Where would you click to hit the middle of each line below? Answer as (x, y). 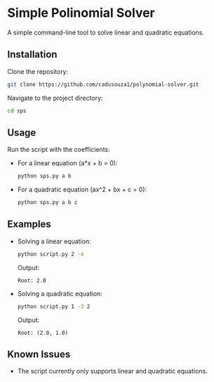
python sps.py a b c (47, 203)
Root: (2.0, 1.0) (43, 333)
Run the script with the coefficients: (59, 150)
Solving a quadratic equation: (60, 293)
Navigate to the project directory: (55, 98)
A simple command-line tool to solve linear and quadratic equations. (106, 32)
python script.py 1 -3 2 (54, 306)
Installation (32, 55)
